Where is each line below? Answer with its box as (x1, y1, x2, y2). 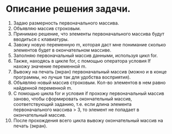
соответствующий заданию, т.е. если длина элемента (13, 101, 132, 107)
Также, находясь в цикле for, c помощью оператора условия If (13, 58, 151, 64)
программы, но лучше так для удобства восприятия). (13, 74, 131, 80)
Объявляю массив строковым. (13, 25, 81, 31)
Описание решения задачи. (6, 3, 131, 15)
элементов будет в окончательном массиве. (13, 47, 112, 53)
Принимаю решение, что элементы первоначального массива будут (13, 31, 165, 37)
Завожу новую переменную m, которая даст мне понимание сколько (13, 41, 166, 47)
